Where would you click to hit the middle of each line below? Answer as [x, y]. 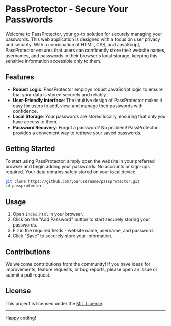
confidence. [25, 111]
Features [20, 77]
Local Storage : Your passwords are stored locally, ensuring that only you [89, 116]
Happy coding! [21, 318]
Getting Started [30, 149]
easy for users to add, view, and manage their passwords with [78, 106]
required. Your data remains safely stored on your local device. [71, 172]
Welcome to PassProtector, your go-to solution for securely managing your [84, 34]
